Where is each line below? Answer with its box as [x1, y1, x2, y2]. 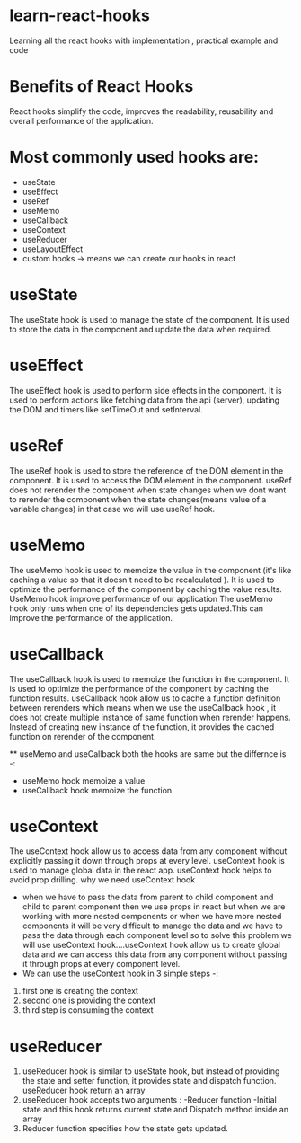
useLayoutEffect [22, 244, 84, 254]
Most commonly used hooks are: [9, 147, 259, 167]
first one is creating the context [22, 986, 139, 997]
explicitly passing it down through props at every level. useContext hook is [9, 855, 285, 866]
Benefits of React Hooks [9, 76, 194, 97]
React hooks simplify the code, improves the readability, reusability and [9, 105, 274, 117]
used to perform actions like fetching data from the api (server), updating [9, 394, 280, 405]
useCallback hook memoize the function [22, 784, 173, 795]
